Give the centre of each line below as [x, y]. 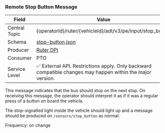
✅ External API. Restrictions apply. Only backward [94, 66]
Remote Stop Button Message [41, 7]
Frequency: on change [28, 125]
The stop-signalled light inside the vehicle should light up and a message [79, 111]
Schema [17, 42]
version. [46, 78]
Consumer [20, 58]
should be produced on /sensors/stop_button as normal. [63, 116]
